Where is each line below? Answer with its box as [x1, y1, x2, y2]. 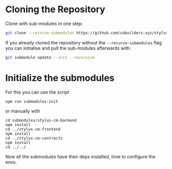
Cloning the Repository [5, 4, 105, 15]
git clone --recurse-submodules [5, 30, 74, 35]
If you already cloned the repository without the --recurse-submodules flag [5, 39, 162, 45]
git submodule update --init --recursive [5, 55, 95, 60]
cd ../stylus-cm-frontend [5, 127, 60, 132]
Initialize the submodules [5, 72, 115, 84]
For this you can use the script [5, 89, 70, 95]
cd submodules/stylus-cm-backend [5, 117, 77, 123]
